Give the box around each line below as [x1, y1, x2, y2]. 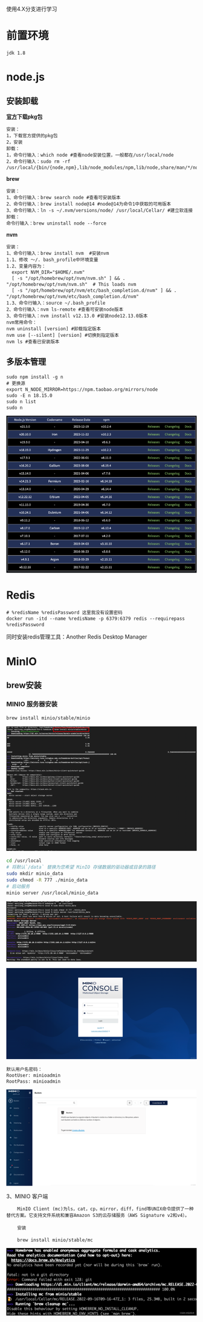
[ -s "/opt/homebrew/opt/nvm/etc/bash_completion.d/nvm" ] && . [11, 287, 177, 293]
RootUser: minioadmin [6, 1073, 61, 1079]
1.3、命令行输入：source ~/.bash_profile [6, 300, 106, 306]
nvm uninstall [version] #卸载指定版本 [6, 325, 101, 332]
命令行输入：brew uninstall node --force [6, 220, 107, 226]
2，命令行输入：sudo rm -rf [6, 158, 71, 164]
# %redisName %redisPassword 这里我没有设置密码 [6, 609, 123, 615]
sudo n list [6, 398, 36, 405]
